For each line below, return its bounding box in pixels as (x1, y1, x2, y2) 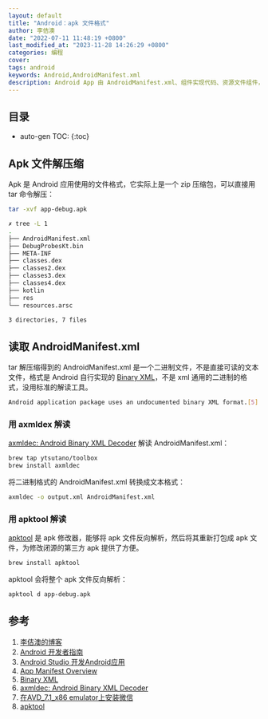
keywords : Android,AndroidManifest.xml (8, 71, 141, 79)
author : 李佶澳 (8, 26, 55, 34)
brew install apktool (8, 559, 81, 567)
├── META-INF (8, 249, 52, 258)
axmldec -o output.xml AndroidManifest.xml (8, 493, 156, 501)
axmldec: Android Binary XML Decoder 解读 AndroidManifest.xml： (8, 438, 230, 448)
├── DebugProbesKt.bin (8, 242, 84, 250)
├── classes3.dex (8, 272, 66, 280)
